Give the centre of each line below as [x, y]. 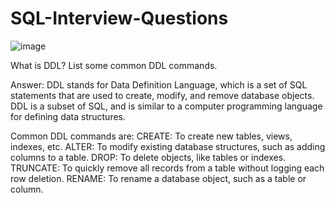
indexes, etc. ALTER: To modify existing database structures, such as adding [168, 146]
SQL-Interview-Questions [119, 18]
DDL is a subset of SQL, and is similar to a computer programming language [166, 106]
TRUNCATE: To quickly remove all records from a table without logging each [167, 168]
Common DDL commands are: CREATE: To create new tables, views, [151, 136]
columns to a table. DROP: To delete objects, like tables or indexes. [148, 157]
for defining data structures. [68, 116]
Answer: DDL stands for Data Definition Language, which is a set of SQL [159, 84]
